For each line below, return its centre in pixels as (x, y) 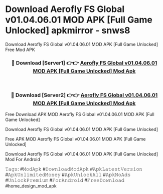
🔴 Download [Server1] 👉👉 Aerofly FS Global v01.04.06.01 (84, 62)
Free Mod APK (20, 49)
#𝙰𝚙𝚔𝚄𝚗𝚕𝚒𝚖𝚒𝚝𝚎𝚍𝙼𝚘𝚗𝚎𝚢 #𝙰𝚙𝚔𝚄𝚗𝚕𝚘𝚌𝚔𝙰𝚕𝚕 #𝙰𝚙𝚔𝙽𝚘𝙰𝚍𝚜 (68, 174)
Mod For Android (23, 159)
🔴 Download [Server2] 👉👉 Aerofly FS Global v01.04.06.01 (84, 95)
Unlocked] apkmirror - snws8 (68, 30)
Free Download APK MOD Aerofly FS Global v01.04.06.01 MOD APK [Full (80, 114)
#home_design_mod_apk (31, 185)
